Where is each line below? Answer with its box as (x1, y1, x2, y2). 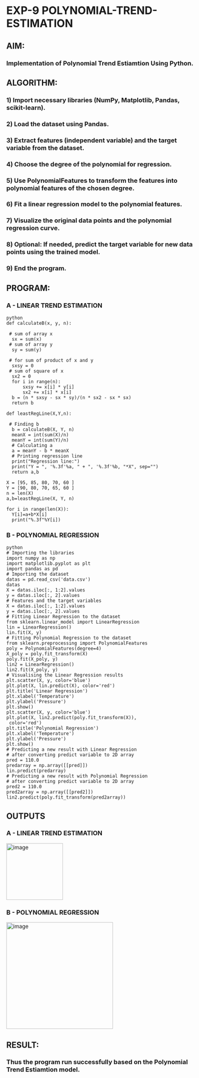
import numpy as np (6, 555, 56, 562)
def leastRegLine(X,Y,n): (6, 411, 72, 417)
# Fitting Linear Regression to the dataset (6, 614, 121, 620)
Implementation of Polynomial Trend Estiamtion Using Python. (6, 59, 194, 67)
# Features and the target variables (6, 598, 102, 604)
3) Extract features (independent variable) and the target (6, 136, 177, 145)
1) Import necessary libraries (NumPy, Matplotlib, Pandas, (6, 95, 180, 104)
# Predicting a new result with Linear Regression (6, 746, 137, 753)
